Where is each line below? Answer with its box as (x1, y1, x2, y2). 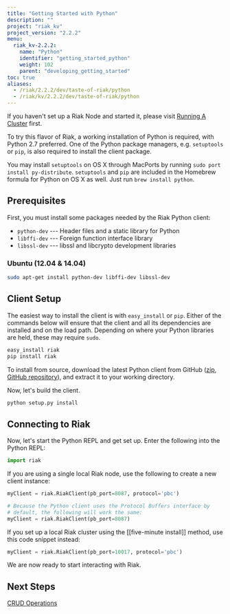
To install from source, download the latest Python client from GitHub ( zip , (7, 365, 217, 373)
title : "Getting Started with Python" (7, 10, 118, 17)
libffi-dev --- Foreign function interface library (16, 234, 153, 242)
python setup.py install (7, 399, 78, 406)
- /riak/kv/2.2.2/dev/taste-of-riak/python (13, 94, 139, 100)
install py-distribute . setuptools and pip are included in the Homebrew (7, 168, 216, 176)
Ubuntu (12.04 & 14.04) (7, 259, 86, 268)
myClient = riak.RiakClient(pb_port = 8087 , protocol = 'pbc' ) (7, 490, 180, 497)
